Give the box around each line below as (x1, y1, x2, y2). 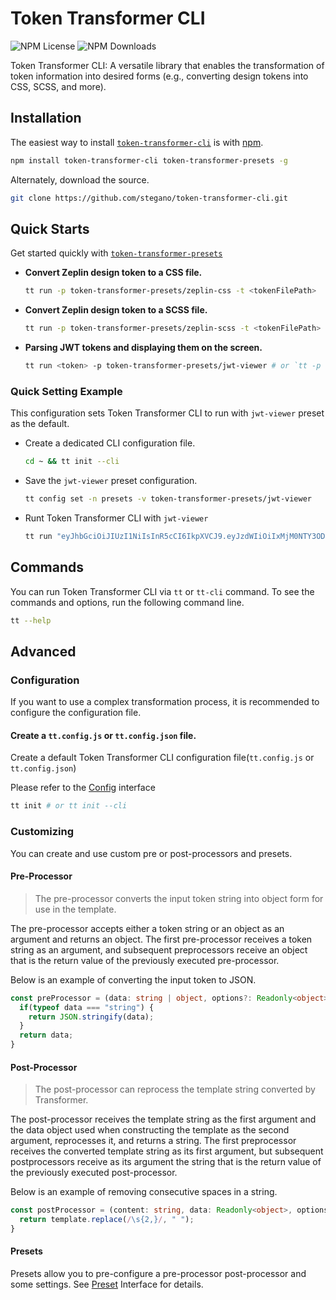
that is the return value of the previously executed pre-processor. (10, 954, 280, 966)
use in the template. (34, 903, 117, 915)
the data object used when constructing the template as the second (10, 1124, 290, 1136)
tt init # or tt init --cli (10, 801, 128, 811)
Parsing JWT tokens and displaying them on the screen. (24, 342, 263, 354)
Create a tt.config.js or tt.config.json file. (10, 729, 197, 741)
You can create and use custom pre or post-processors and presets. (10, 847, 293, 859)
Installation (10, 110, 82, 127)
